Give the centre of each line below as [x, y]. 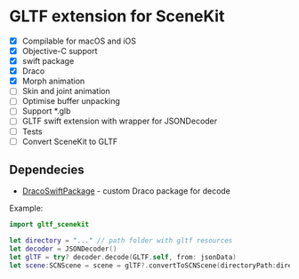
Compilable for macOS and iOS [79, 41]
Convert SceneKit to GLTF [70, 141]
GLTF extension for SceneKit [117, 16]
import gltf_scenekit [49, 225]
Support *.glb [46, 111]
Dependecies [47, 170]
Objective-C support [60, 51]
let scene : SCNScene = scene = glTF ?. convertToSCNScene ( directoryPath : [143, 265]
